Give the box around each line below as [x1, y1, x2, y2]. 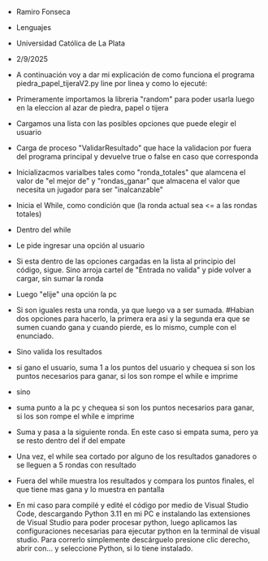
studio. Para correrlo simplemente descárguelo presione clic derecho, [15, 535, 250, 544]
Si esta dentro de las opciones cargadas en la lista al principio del [15, 256, 236, 266]
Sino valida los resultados [15, 347, 103, 356]
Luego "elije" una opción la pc [15, 289, 118, 299]
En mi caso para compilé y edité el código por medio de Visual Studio [15, 500, 249, 510]
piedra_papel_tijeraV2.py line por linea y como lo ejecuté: [15, 79, 208, 88]
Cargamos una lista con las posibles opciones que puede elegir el [15, 119, 237, 128]
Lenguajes [15, 23, 51, 32]
